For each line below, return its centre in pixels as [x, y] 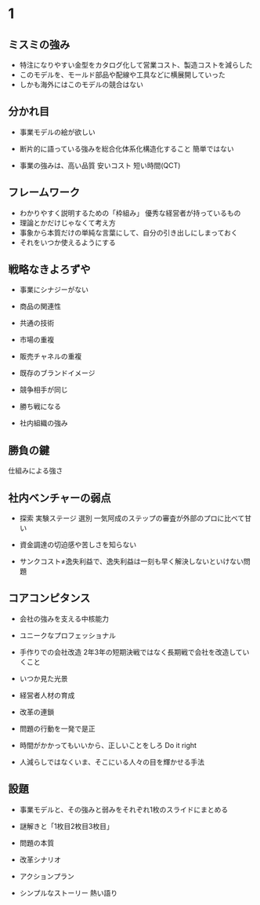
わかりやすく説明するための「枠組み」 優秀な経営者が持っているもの [130, 213]
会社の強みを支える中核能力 [64, 619]
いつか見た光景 [43, 678]
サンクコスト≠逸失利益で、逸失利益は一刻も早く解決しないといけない [132, 561]
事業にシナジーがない [54, 290]
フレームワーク [44, 193]
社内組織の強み [43, 423]
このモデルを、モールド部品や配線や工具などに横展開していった [122, 75]
